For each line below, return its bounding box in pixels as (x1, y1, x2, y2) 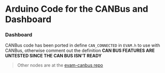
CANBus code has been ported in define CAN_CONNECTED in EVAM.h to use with (5, 43, 161, 49)
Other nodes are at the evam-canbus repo (17, 62, 103, 68)
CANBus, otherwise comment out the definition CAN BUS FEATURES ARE (5, 48, 155, 53)
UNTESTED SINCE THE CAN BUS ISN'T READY (5, 53, 102, 59)
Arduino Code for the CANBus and (5, 3, 148, 15)
